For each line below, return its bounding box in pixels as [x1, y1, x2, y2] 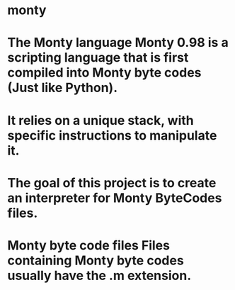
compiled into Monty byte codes [7, 65, 202, 81]
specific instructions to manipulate [7, 127, 217, 143]
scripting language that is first [7, 50, 189, 66]
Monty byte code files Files [7, 237, 170, 253]
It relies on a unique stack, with [7, 112, 194, 128]
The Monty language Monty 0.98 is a [7, 35, 229, 51]
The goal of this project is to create [7, 174, 217, 191]
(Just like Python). [7, 80, 118, 96]
